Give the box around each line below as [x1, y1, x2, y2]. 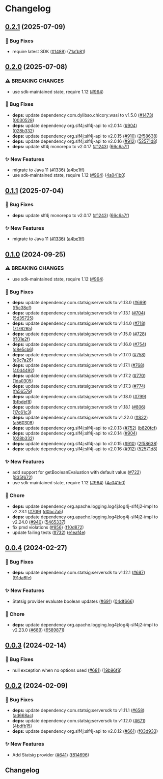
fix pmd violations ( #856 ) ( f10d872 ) [12, 524, 84, 530]
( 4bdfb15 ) [12, 723, 32, 729]
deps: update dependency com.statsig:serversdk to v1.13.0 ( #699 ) [12, 300, 147, 306]
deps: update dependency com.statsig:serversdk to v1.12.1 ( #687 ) [12, 569, 146, 576]
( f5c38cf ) [12, 305, 32, 311]
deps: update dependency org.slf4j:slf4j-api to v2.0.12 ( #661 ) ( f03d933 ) [12, 728, 158, 734]
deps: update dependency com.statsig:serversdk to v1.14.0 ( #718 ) [12, 320, 146, 326]
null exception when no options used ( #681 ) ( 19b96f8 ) [12, 667, 122, 673]
